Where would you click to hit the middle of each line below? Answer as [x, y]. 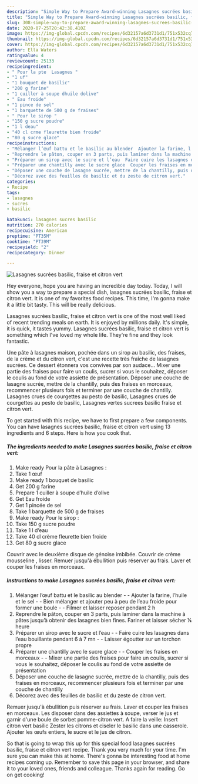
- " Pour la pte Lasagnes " [42, 72]
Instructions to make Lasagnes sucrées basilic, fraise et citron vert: [91, 580]
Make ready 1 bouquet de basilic [54, 480]
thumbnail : [20, 39]
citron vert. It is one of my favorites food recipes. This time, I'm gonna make [98, 298]
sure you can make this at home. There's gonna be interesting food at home [98, 756]
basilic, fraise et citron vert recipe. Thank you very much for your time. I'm [97, 750]
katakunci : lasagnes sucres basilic [51, 220]
